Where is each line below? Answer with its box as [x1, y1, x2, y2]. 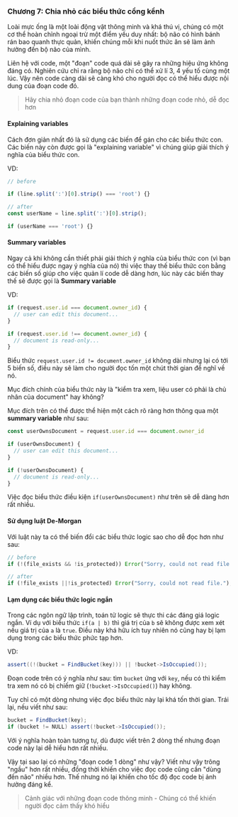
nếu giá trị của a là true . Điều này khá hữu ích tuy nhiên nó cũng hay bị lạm [7, 626, 226, 635]
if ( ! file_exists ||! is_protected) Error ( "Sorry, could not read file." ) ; [7, 580, 233, 587]
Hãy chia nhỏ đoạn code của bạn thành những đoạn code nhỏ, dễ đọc [24, 95, 230, 104]
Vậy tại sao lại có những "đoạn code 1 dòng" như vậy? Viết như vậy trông [7, 757, 220, 766]
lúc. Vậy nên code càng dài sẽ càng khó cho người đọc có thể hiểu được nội [7, 74, 229, 82]
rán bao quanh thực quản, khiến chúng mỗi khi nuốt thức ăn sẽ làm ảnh [7, 38, 215, 46]
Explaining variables [7, 119, 69, 127]
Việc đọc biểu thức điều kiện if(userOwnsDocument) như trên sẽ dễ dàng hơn [7, 493, 229, 501]
